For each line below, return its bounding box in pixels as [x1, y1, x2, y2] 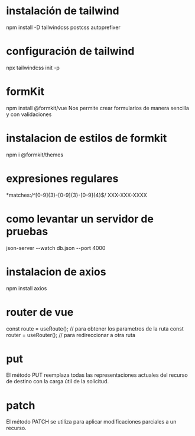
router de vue [6, 305, 74, 319]
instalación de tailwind [6, 4, 119, 18]
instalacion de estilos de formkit [6, 132, 167, 145]
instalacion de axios [6, 265, 106, 278]
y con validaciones [6, 111, 52, 118]
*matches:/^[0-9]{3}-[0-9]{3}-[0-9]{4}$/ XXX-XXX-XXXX [6, 191, 148, 198]
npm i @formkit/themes [6, 151, 64, 158]
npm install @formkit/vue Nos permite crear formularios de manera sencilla [6, 104, 189, 111]
